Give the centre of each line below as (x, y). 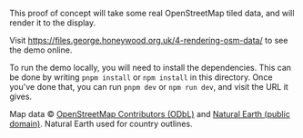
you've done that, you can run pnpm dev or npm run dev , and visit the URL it (149, 87)
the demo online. (41, 50)
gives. (21, 96)
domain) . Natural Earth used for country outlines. (101, 123)
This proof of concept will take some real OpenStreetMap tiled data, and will (152, 13)
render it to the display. (53, 23)
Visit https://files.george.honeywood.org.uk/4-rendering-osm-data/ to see (149, 40)
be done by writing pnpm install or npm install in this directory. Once (141, 77)
